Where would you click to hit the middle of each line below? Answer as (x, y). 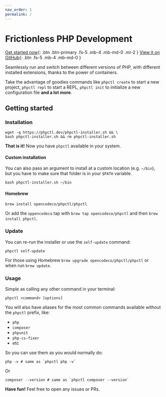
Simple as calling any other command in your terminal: (61, 289)
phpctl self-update (25, 251)
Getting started (29, 108)
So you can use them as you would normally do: (54, 353)
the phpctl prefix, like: (28, 312)
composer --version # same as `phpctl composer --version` (67, 380)
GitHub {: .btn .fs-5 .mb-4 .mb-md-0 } (43, 58)
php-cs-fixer (26, 338)
